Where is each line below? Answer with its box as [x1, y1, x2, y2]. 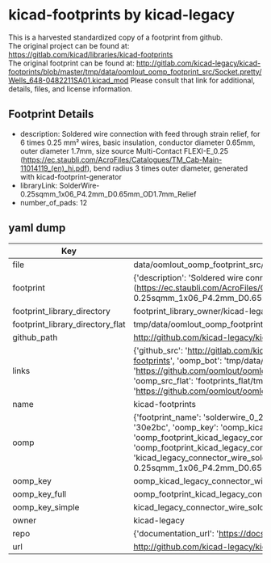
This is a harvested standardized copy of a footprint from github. [8, 32, 223, 42]
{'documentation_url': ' [132, 527, 219, 539]
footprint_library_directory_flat [12, 318, 126, 329]
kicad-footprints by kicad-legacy [8, 6, 236, 24]
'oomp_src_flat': [132, 375, 194, 386]
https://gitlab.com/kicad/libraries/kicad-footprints [8, 49, 173, 59]
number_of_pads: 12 [19, 197, 87, 207]
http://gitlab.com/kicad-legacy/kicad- [135, 58, 261, 68]
